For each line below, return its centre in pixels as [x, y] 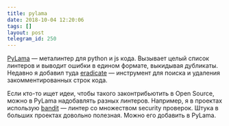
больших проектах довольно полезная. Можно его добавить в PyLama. [112, 115]
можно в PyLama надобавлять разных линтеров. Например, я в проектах [115, 101]
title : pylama [27, 13]
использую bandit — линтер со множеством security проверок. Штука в [113, 108]
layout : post [26, 33]
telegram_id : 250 [32, 39]
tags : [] [20, 26]
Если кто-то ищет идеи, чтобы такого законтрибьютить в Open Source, [111, 94]
